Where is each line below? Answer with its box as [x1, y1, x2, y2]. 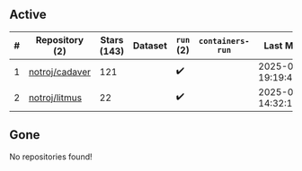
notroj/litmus [28, 91, 83, 104]
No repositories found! [9, 151, 93, 162]
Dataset [133, 39, 168, 52]
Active [9, 7, 47, 22]
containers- [199, 36, 250, 46]
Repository [35, 33, 84, 46]
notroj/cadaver [28, 65, 92, 78]
